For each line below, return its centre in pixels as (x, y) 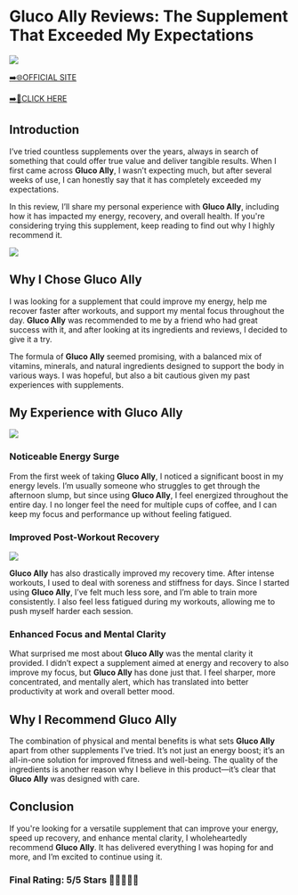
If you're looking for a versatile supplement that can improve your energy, (144, 828)
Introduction (44, 130)
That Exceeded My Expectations (132, 35)
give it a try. (31, 339)
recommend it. (36, 234)
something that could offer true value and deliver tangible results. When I (143, 160)
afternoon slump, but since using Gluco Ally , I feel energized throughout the (149, 495)
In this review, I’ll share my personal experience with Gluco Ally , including (145, 206)
